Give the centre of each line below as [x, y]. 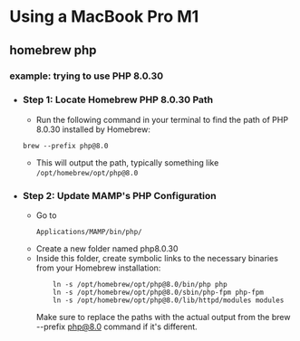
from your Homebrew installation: [98, 268]
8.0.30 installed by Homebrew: [93, 129]
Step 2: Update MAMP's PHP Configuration [120, 195]
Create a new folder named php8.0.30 [107, 249]
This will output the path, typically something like [127, 162]
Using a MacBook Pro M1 [104, 17]
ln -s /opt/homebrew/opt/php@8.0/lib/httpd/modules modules [169, 300]
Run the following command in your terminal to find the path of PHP [162, 119]
